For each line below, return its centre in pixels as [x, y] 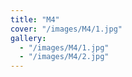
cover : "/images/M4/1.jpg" [66, 29]
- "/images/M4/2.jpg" [64, 57]
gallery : [28, 38]
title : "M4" [35, 19]
